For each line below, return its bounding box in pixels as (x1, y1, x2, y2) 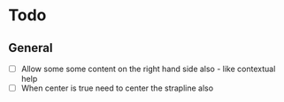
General (8, 40, 54, 55)
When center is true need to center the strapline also (20, 83, 214, 93)
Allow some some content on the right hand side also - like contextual (20, 63, 276, 74)
